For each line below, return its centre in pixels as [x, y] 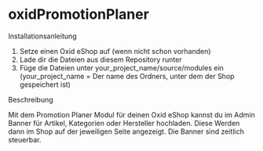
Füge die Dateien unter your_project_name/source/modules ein [121, 67]
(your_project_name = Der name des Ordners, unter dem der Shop [127, 76]
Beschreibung [31, 99]
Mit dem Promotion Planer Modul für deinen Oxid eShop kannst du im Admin [131, 114]
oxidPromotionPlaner [79, 14]
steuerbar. [25, 139]
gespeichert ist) [45, 84]
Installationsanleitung [42, 36]
